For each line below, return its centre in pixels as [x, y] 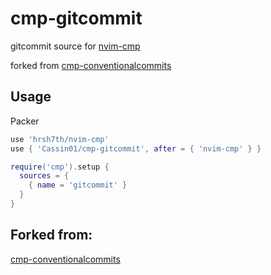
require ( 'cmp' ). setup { [60, 167]
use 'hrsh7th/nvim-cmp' [60, 139]
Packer [25, 121]
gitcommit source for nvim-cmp [75, 46]
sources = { [44, 176]
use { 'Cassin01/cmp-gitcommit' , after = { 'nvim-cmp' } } [136, 148]
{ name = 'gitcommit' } [78, 185]
